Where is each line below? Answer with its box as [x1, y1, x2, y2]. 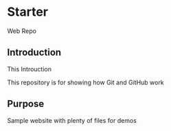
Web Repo [7, 27, 36, 35]
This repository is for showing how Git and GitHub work [7, 78, 164, 86]
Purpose [7, 98, 45, 110]
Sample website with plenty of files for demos [7, 116, 137, 124]
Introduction [7, 47, 62, 58]
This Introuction [7, 64, 52, 73]
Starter [7, 4, 48, 20]
